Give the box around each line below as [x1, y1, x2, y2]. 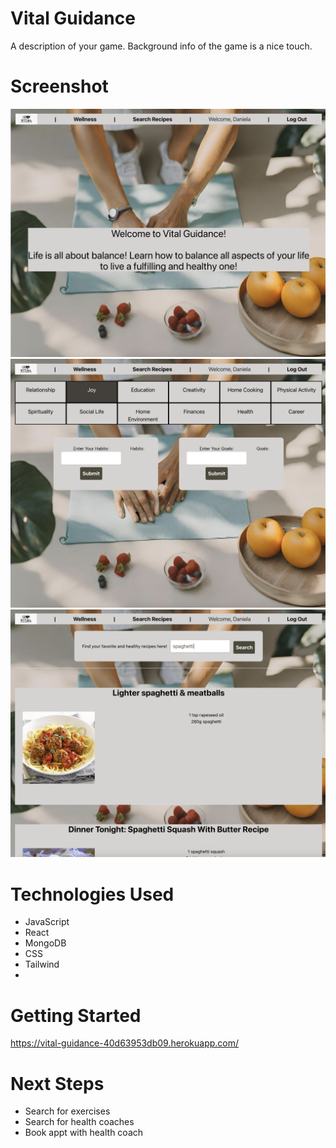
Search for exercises [24, 1105, 111, 1117]
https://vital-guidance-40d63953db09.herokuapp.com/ [10, 1037, 240, 1049]
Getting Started [10, 1004, 142, 1027]
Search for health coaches [24, 1116, 135, 1128]
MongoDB [24, 937, 67, 949]
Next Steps [10, 1072, 105, 1095]
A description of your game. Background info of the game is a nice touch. [10, 40, 313, 52]
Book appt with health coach [24, 1127, 144, 1139]
